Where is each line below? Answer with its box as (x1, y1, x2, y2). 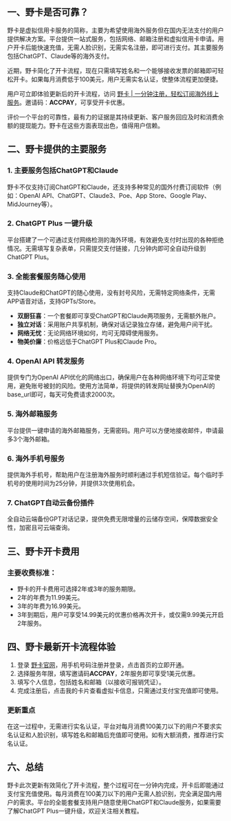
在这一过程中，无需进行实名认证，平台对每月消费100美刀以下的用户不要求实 (7, 722, 222, 730)
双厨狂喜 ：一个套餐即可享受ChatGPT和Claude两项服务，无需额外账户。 (16, 312, 220, 320)
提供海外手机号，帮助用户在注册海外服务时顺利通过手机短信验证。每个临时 (7, 470, 218, 479)
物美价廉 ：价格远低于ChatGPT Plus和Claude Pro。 (16, 337, 160, 346)
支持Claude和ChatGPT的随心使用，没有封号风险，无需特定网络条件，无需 (7, 289, 215, 297)
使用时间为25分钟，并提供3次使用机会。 (25, 479, 139, 487)
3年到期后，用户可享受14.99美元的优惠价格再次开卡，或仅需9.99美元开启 (16, 610, 224, 618)
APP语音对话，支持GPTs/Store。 (7, 297, 100, 306)
